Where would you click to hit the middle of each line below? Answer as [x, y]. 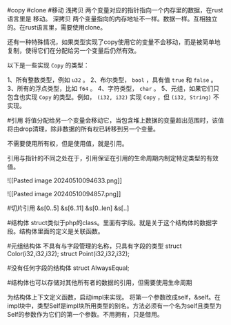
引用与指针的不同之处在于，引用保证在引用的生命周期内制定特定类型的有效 [113, 158]
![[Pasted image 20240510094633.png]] [65, 180]
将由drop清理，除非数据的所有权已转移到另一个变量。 [83, 129]
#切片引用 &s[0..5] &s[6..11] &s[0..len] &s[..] [68, 208]
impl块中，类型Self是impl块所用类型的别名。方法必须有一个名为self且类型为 [114, 306]
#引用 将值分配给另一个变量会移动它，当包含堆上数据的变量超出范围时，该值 [115, 120]
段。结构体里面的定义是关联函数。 [56, 231]
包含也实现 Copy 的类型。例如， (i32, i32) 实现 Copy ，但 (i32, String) [109, 97]
